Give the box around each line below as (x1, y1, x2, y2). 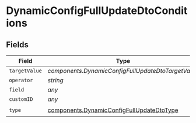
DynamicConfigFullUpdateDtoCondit (6, 4, 188, 17)
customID (9, 96, 33, 103)
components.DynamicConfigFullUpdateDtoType (47, 106, 178, 114)
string (47, 76, 64, 84)
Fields (6, 40, 29, 50)
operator (9, 77, 33, 83)
